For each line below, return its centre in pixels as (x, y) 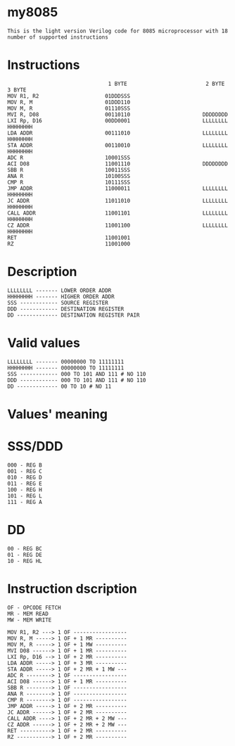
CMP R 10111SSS (69, 182)
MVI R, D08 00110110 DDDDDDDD (118, 114)
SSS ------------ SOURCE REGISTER (58, 303)
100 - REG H (25, 490)
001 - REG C (25, 471)
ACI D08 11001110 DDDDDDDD (118, 164)
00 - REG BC (25, 549)
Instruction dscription (72, 589)
